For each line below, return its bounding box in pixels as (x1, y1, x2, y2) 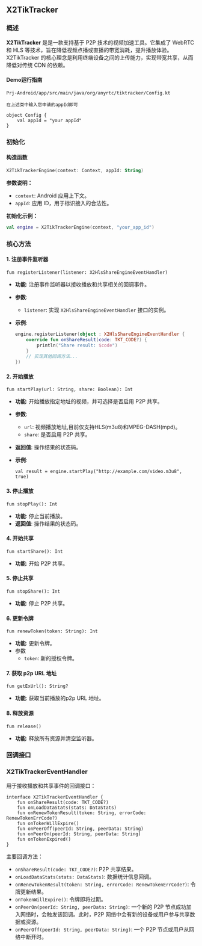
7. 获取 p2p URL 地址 (6, 669, 57, 676)
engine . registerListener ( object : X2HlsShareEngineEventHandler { (14, 331, 185, 337)
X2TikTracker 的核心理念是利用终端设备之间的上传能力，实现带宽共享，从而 (6, 54, 194, 61)
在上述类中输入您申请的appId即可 (6, 102, 78, 108)
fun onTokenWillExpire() (17, 820, 79, 826)
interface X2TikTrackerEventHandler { (6, 794, 103, 800)
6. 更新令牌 (6, 614, 34, 622)
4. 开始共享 (6, 535, 34, 542)
